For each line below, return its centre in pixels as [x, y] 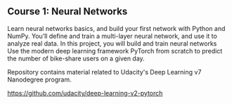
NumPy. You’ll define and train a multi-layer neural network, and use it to [112, 36]
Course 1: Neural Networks [67, 12]
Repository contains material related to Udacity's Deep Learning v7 [104, 72]
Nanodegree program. [39, 79]
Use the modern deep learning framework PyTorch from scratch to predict [115, 51]
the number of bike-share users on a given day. [76, 58]
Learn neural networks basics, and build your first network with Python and [116, 28]
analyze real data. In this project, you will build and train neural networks [112, 43]
